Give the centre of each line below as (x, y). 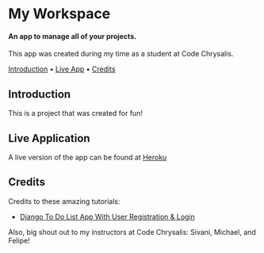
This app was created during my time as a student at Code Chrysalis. (121, 54)
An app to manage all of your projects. (73, 36)
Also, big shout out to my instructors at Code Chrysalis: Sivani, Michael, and (132, 232)
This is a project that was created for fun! (75, 113)
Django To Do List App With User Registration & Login (107, 217)
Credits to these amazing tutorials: (64, 201)
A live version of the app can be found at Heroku (88, 157)
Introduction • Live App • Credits (62, 69)
